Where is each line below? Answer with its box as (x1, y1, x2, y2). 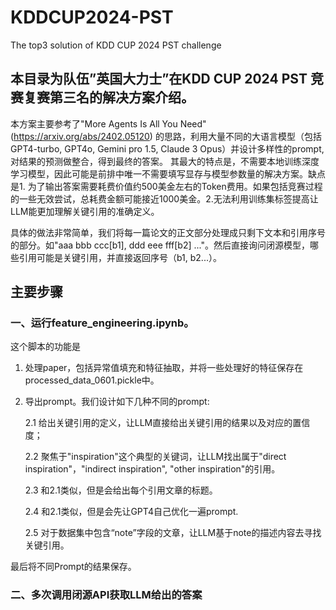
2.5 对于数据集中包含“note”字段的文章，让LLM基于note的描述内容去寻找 (24, 527, 322, 539)
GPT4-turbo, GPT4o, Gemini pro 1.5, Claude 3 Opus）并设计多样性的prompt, (10, 142, 325, 155)
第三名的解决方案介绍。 (49, 89, 195, 106)
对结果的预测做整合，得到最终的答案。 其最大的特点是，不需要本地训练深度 (10, 155, 320, 167)
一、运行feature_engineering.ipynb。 (10, 316, 195, 330)
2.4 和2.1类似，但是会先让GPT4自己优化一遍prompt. (24, 506, 239, 518)
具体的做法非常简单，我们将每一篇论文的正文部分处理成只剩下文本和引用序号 (10, 226, 326, 238)
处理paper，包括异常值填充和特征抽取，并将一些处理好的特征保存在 (24, 362, 304, 374)
